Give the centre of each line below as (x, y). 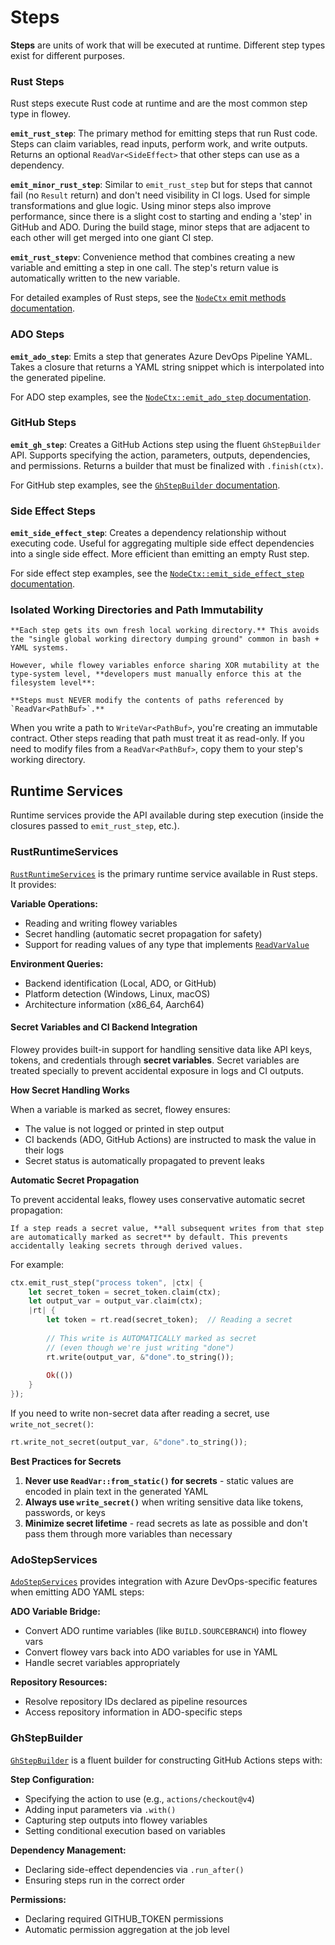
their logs (44, 1150)
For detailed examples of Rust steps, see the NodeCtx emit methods (148, 298)
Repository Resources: (59, 1682)
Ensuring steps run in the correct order (104, 1880)
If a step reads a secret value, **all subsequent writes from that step (167, 1228)
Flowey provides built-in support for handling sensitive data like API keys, (161, 1049)
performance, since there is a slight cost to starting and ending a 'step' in (161, 217)
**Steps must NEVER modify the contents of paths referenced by (147, 701)
